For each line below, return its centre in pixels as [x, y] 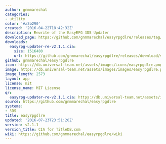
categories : [17, 14]
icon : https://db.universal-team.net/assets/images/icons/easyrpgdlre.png [84, 65]
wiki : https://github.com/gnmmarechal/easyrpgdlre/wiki [64, 134]
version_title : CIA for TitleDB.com [43, 129]
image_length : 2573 [25, 74]
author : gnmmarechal [26, 10]
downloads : [16, 42]
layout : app [17, 79]
